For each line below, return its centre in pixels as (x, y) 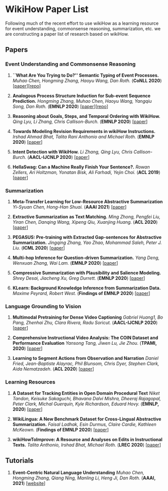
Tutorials (19, 461)
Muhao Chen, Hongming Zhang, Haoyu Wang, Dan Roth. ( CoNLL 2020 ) (87, 80)
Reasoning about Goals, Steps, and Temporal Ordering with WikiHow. (86, 116)
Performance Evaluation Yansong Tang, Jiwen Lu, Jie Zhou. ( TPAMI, (85, 343)
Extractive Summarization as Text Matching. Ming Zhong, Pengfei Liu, (87, 217)
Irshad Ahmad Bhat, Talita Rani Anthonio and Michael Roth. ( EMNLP (83, 137)
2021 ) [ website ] (29, 483)
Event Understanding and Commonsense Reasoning (70, 64)
